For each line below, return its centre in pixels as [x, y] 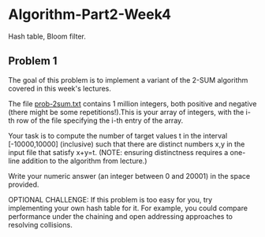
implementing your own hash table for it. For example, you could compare [128, 208]
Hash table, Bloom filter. [47, 36]
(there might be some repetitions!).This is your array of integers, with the [126, 112]
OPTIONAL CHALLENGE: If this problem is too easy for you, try [110, 199]
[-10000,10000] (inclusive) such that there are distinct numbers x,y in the [127, 144]
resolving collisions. [40, 224]
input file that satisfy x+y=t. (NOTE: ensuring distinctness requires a [118, 152]
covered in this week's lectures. [60, 88]
